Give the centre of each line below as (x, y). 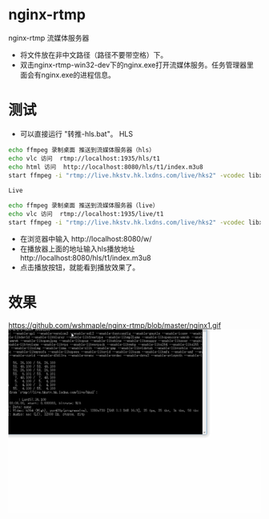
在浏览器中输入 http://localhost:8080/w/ (86, 239)
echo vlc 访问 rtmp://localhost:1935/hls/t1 (84, 158)
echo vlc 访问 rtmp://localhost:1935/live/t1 (86, 214)
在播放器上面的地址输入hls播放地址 (77, 249)
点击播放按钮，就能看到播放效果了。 (80, 267)
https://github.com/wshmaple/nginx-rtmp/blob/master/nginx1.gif (115, 325)
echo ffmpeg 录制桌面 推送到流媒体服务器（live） (84, 206)
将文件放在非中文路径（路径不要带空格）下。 (94, 54)
